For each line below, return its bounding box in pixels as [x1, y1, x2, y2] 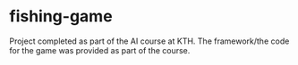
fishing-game [9, 6, 114, 27]
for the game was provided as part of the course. [9, 45, 191, 55]
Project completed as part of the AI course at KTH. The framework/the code [9, 36, 290, 46]
